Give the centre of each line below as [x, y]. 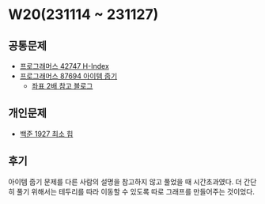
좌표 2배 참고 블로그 [62, 86]
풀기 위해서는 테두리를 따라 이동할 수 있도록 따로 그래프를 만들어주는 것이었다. [136, 191]
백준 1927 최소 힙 [46, 134]
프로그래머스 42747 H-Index [64, 66]
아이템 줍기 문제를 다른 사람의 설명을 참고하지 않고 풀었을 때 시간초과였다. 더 [125, 181]
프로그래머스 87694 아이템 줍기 [68, 76]
